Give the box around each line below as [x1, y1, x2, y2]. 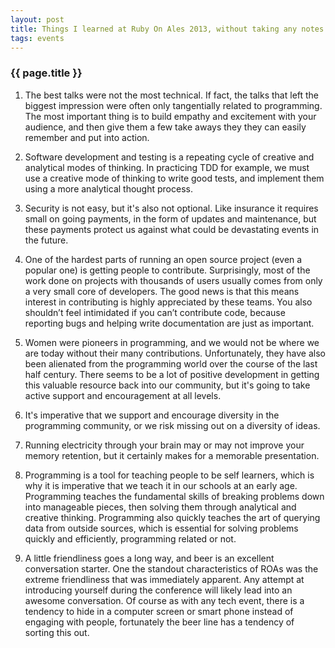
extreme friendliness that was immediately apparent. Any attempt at [24, 573, 305, 585]
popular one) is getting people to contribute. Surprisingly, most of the [24, 264, 311, 276]
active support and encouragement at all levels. [24, 389, 222, 401]
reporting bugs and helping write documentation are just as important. [24, 317, 315, 329]
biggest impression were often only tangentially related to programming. [24, 99, 323, 111]
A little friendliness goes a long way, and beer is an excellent [24, 552, 275, 564]
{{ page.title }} [10, 66, 83, 80]
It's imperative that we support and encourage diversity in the [24, 409, 280, 421]
